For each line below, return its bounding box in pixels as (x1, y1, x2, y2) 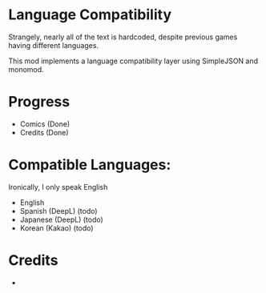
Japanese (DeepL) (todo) (19, 215, 104, 224)
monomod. (8, 64, 44, 74)
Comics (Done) (19, 118, 71, 129)
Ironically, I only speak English (8, 182, 108, 191)
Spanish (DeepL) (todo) (19, 206, 98, 215)
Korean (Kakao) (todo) (19, 223, 94, 233)
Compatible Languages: (8, 156, 171, 174)
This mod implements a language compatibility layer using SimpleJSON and (8, 56, 259, 66)
